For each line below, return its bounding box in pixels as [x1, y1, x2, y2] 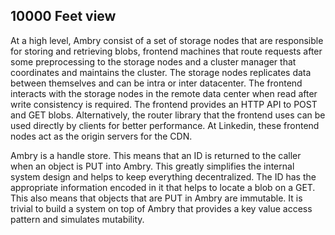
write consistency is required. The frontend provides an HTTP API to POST [10, 98, 318, 110]
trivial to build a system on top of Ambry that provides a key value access [10, 202, 313, 214]
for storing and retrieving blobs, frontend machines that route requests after [10, 45, 323, 57]
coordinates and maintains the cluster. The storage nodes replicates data [10, 66, 312, 78]
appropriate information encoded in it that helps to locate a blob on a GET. [10, 181, 316, 193]
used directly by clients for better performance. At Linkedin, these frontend [10, 119, 320, 131]
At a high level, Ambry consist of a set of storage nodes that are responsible [10, 34, 324, 46]
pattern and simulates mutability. [10, 213, 145, 225]
